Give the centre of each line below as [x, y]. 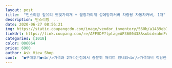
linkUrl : [15, 34]
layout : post [19, 10]
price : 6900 [18, 48]
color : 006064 [20, 43]
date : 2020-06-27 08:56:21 [34, 24]
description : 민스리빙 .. [32, 19]
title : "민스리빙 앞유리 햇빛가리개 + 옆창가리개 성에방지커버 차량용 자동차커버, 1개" [85, 15]
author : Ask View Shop [29, 53]
